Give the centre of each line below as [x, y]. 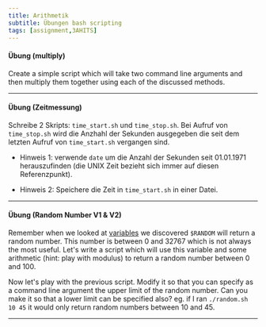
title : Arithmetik [38, 15]
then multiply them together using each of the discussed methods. [117, 82]
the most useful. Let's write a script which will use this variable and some [127, 249]
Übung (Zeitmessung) [45, 107]
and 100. [22, 266]
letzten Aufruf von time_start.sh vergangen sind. [89, 142]
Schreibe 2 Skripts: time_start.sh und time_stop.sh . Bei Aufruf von [118, 125]
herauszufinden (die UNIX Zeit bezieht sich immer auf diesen [119, 165]
